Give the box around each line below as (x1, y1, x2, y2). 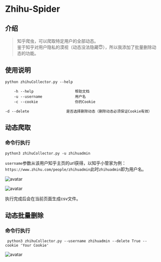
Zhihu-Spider (5, 3, 60, 15)
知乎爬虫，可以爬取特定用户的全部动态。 (17, 38, 99, 44)
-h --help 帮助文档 (14, 89, 90, 94)
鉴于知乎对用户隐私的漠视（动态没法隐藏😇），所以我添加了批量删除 (17, 44, 152, 50)
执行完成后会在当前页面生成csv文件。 (5, 195, 81, 202)
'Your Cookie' (20, 243, 49, 248)
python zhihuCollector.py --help (5, 79, 73, 84)
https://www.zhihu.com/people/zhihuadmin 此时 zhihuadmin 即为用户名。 (5, 166, 146, 172)
